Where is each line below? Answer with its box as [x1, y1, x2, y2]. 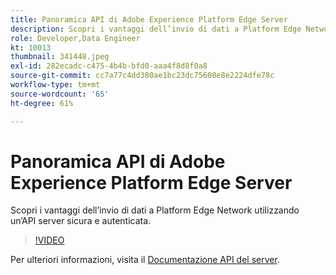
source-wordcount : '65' [10, 89, 110, 99]
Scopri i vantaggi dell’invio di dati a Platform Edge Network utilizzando [10, 204, 300, 216]
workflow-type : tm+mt [10, 80, 101, 90]
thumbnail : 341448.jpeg [10, 52, 110, 62]
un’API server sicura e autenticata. [10, 215, 152, 227]
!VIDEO [34, 234, 65, 246]
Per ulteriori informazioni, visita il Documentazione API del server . [10, 254, 280, 266]
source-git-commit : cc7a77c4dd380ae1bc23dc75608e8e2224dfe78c [10, 71, 275, 81]
